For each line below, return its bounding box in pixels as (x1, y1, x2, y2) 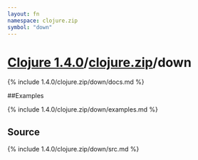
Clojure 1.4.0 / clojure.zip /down (7, 54, 192, 70)
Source (7, 126, 41, 138)
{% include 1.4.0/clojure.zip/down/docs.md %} (7, 78, 145, 86)
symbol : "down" (7, 23, 53, 31)
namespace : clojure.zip (7, 17, 78, 24)
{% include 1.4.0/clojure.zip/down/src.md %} (7, 145, 140, 154)
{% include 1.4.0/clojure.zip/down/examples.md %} (7, 105, 159, 114)
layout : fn (7, 10, 40, 18)
